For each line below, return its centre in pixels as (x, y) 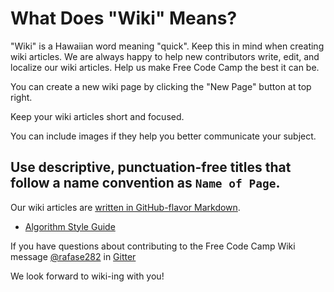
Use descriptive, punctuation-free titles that (151, 167)
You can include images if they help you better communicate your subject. (163, 136)
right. (21, 97)
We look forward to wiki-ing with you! (87, 276)
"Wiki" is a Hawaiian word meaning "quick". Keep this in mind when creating (167, 46)
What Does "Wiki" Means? (124, 18)
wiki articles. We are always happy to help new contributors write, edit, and (165, 56)
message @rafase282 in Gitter (73, 256)
